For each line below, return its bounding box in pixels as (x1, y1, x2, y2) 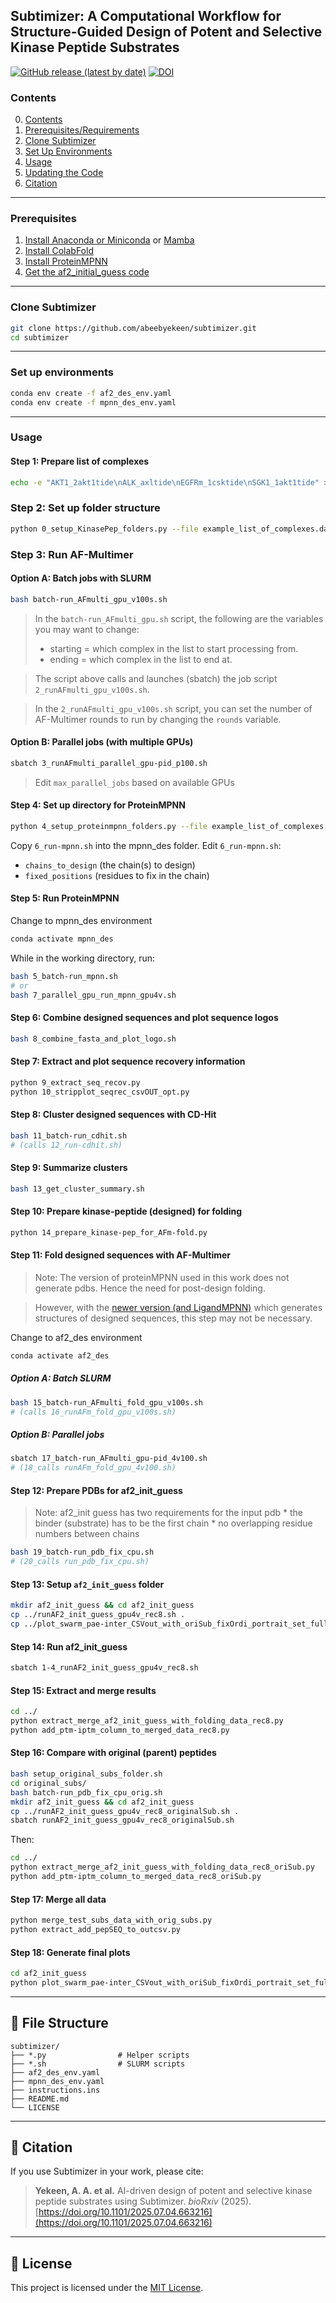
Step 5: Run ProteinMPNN (10, 892, 120, 904)
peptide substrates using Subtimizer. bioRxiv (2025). (34, 2195, 252, 2208)
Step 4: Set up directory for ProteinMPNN (10, 799, 186, 811)
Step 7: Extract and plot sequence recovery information (10, 1055, 246, 1068)
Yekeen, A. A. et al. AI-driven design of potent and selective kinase (34, 2185, 313, 2197)
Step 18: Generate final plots (10, 1946, 131, 1958)
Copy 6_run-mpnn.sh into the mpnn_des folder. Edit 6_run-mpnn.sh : (10, 839, 282, 851)
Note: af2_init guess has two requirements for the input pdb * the (34, 1507, 303, 1519)
